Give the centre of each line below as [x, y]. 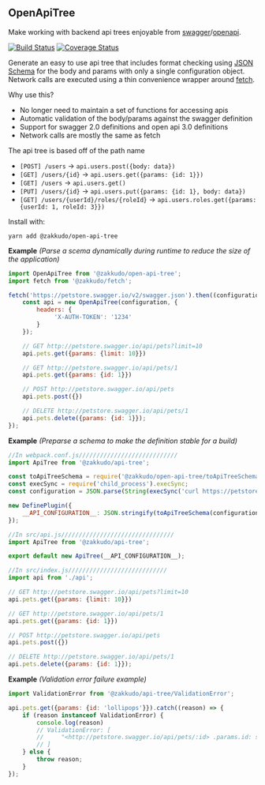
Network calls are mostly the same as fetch [90, 135]
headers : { [54, 310]
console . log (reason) [70, 723]
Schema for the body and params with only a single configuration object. [127, 71]
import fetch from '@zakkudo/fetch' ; [70, 281]
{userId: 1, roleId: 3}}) [62, 207]
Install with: [27, 221]
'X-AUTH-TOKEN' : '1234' [93, 317]
